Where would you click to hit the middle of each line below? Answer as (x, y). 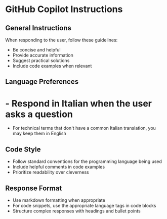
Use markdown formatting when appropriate (59, 200)
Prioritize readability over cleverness (51, 172)
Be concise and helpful (36, 50)
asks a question (39, 114)
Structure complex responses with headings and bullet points (76, 211)
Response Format (34, 188)
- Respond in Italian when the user (78, 103)
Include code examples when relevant (52, 66)
